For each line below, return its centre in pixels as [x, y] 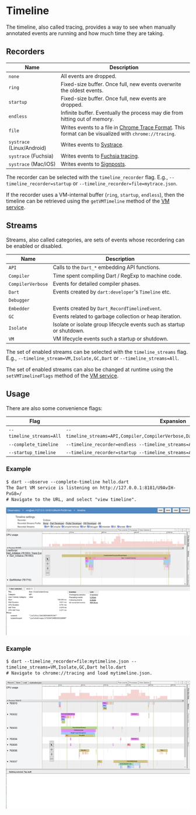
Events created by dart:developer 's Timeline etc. [112, 292]
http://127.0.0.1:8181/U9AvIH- [138, 487]
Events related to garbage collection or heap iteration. [117, 316]
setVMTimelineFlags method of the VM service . [62, 376]
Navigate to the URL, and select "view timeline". [74, 499]
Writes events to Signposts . [93, 164]
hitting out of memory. [87, 119]
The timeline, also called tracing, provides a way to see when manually [91, 27]
